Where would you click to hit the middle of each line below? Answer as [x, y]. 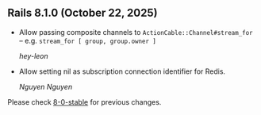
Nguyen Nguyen [46, 86]
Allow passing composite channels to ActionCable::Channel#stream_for [136, 32]
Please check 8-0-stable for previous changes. [84, 102]
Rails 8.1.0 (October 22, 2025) [83, 13]
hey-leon [33, 56]
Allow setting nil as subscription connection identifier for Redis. [122, 71]
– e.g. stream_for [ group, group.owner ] [87, 40]
